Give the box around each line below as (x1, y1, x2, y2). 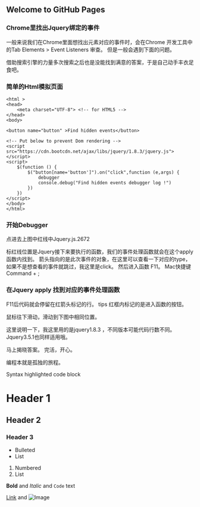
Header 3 (6, 433, 34, 441)
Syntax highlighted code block (6, 370, 81, 378)
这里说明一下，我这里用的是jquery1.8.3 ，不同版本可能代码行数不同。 (6, 326, 176, 333)
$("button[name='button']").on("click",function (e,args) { (27, 169, 180, 175)
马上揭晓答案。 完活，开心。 (6, 346, 76, 353)
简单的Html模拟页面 (6, 82, 64, 91)
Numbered (14, 465, 42, 472)
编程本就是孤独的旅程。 (6, 358, 64, 366)
